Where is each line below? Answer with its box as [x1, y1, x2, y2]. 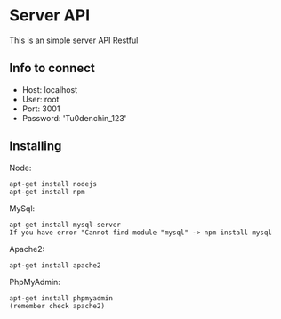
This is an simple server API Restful [9, 35, 139, 45]
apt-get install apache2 [9, 260, 101, 270]
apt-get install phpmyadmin [9, 293, 114, 303]
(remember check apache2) [9, 301, 105, 310]
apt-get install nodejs [9, 179, 98, 188]
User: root [21, 94, 60, 104]
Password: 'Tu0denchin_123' [21, 112, 127, 123]
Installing [9, 139, 62, 154]
